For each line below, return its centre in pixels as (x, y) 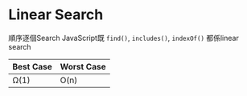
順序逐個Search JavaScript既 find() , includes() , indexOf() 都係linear (123, 38)
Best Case (32, 66)
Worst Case (83, 66)
